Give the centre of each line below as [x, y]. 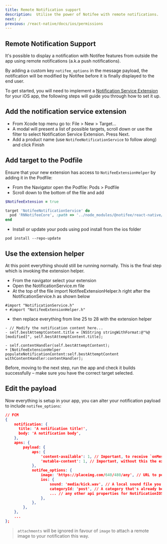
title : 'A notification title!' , [53, 429]
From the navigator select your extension [54, 280]
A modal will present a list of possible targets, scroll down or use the [82, 129]
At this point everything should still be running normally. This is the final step [83, 266]
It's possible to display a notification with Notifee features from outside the [82, 56]
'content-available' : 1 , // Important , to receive [94, 457]
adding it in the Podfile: [29, 177]
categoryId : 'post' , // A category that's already [103, 489]
